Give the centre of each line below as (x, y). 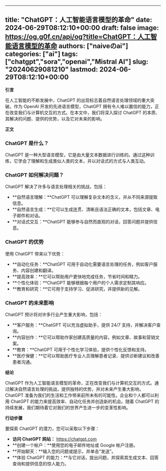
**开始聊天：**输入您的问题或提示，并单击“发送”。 (64, 451)
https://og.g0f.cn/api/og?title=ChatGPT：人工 (78, 37)
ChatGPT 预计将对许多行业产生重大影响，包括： (54, 314)
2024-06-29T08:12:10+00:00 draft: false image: (82, 28)
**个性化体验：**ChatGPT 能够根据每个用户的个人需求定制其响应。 (81, 283)
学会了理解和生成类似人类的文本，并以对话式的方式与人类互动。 (83, 161)
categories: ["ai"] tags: (41, 54)
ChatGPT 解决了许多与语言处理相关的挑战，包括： (56, 187)
